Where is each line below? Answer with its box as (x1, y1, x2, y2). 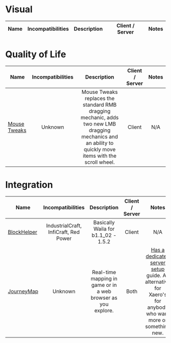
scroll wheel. (84, 158, 115, 165)
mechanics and (81, 133, 118, 140)
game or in (91, 281, 117, 288)
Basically (93, 218, 115, 226)
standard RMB (82, 101, 117, 108)
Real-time (92, 268, 116, 276)
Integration (5, 179, 53, 191)
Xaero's (148, 291, 167, 298)
